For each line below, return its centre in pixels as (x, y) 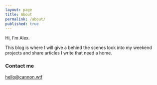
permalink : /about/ (25, 19)
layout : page (19, 10)
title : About (19, 14)
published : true (22, 24)
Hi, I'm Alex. (17, 38)
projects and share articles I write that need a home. (59, 53)
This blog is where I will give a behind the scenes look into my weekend (78, 47)
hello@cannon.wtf (24, 77)
